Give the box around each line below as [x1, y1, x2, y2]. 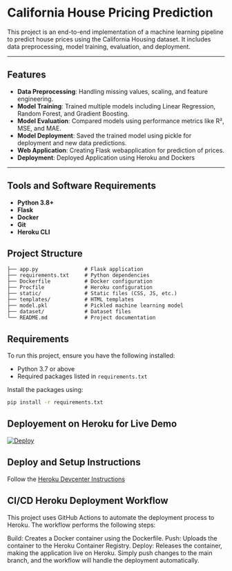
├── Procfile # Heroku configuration [7, 284, 153, 291]
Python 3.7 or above [17, 365, 75, 373]
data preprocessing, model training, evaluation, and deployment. [7, 42, 191, 50]
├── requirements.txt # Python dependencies [7, 272, 150, 279]
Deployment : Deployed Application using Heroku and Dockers [17, 153, 195, 162]
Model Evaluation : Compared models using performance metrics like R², [17, 116, 224, 125]
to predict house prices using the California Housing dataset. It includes [7, 35, 211, 43]
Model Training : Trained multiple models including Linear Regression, [17, 102, 216, 110]
